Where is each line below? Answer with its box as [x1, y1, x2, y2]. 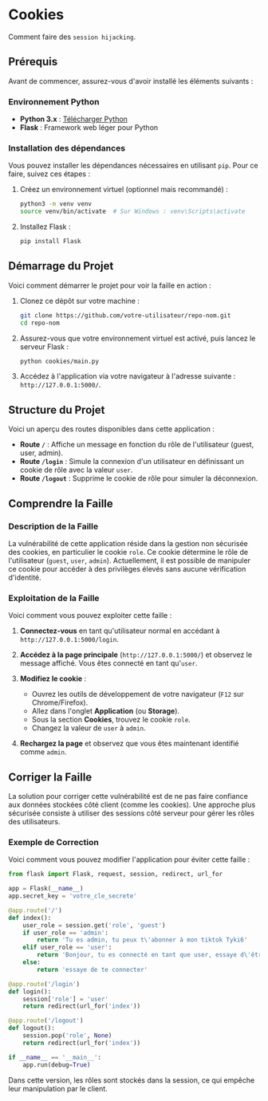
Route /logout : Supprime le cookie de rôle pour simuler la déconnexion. [19, 474, 258, 483]
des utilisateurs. [8, 817, 61, 827]
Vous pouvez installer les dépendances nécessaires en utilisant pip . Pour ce [8, 161, 258, 171]
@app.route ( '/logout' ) [8, 1016, 84, 1025]
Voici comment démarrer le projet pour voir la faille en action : [8, 281, 211, 290]
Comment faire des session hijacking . [8, 32, 136, 41]
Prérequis [8, 55, 58, 69]
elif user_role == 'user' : [22, 943, 112, 952]
